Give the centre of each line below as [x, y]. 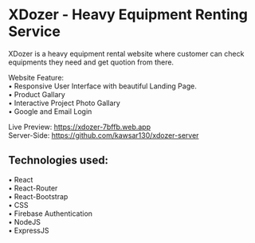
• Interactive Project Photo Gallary [65, 103]
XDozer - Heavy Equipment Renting [128, 15]
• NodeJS [25, 221]
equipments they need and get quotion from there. [91, 62]
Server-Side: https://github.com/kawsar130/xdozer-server [104, 135]
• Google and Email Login [50, 111]
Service [35, 31]
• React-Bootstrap [38, 196]
